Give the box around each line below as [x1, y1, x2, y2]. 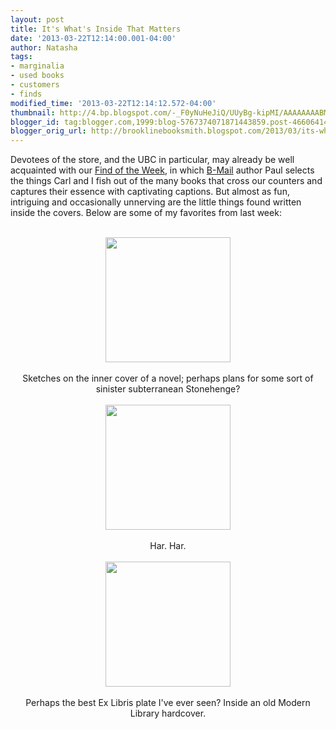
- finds [10, 89, 43, 99]
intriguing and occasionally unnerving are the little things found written [10, 196, 302, 208]
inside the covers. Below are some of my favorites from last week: [10, 207, 282, 219]
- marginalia [10, 61, 65, 71]
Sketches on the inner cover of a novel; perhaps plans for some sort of [22, 372, 314, 385]
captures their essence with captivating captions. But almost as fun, [10, 186, 290, 198]
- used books [10, 71, 65, 81]
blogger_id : [10, 117, 60, 127]
